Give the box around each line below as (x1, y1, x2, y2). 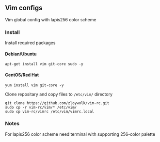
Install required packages (5, 40, 56, 46)
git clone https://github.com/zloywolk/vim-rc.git (5, 100, 110, 106)
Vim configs (5, 4, 43, 12)
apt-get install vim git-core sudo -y (5, 62, 83, 67)
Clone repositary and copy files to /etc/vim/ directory (5, 91, 113, 97)
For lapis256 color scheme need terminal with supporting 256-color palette (5, 131, 156, 137)
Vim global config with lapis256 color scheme (5, 16, 96, 22)
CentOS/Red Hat (5, 72, 39, 78)
